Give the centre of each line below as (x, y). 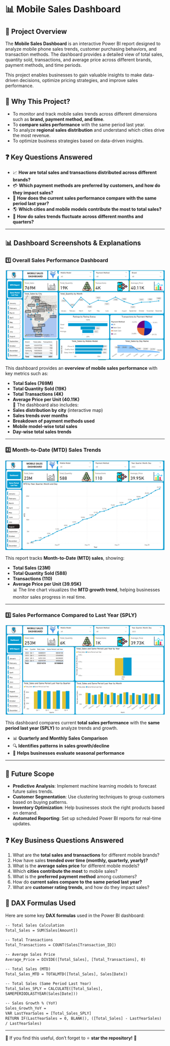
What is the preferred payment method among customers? (75, 877)
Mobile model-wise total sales (45, 427)
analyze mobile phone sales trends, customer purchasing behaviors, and (81, 49)
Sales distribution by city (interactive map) (58, 410)
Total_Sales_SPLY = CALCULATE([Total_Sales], (54, 989)
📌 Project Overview (36, 31)
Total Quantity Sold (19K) (39, 389)
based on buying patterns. (40, 802)
